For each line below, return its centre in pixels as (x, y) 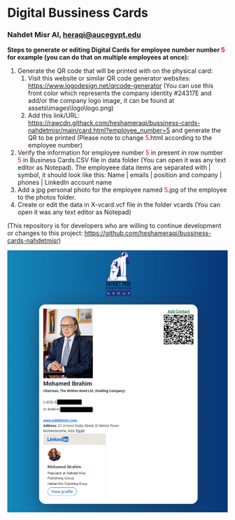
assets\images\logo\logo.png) (71, 108)
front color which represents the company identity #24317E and (120, 93)
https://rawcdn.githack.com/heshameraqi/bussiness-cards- (114, 123)
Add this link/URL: (54, 115)
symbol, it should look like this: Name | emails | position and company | (120, 175)
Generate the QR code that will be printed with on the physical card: (115, 71)
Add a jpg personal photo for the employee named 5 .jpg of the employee (122, 190)
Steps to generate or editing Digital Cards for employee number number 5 (116, 50)
